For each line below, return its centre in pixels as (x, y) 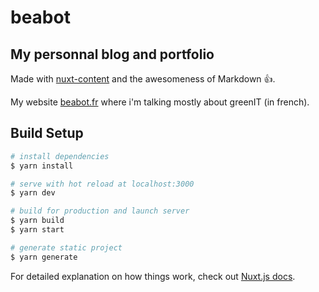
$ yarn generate (44, 257)
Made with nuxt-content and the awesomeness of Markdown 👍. (143, 79)
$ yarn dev (33, 193)
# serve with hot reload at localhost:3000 (102, 184)
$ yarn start (37, 230)
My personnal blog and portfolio (112, 54)
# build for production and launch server (100, 211)
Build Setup (47, 133)
